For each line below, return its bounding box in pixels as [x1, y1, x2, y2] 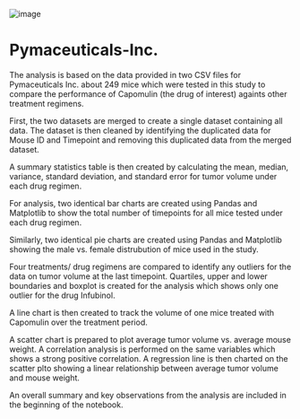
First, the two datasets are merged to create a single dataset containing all [9, 115, 284, 126]
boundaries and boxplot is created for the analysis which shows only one [9, 280, 279, 291]
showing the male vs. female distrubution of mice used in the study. [9, 243, 260, 255]
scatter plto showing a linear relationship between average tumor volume [9, 362, 279, 373]
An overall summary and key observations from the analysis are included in [9, 389, 287, 400]
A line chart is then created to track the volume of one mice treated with [9, 307, 275, 318]
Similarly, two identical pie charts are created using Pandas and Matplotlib [9, 234, 282, 245]
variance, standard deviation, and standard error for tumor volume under [9, 170, 278, 181]
